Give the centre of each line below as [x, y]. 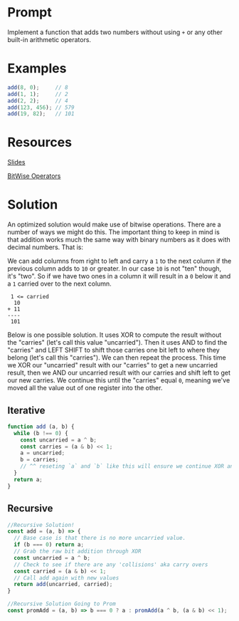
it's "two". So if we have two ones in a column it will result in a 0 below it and [119, 276]
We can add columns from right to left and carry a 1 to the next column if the [119, 261]
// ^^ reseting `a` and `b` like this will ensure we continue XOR [122, 466]
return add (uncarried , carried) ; [63, 585]
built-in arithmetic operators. [49, 39]
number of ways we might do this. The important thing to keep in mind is [114, 232]
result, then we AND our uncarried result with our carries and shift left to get [119, 373]
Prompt [30, 12]
